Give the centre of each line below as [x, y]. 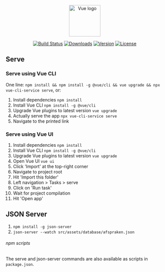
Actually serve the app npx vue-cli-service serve [65, 116]
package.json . [20, 264]
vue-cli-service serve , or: [34, 90]
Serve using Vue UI [30, 134]
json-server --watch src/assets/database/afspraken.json [74, 232]
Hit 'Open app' [28, 198]
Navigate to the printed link [41, 121]
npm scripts [18, 243]
